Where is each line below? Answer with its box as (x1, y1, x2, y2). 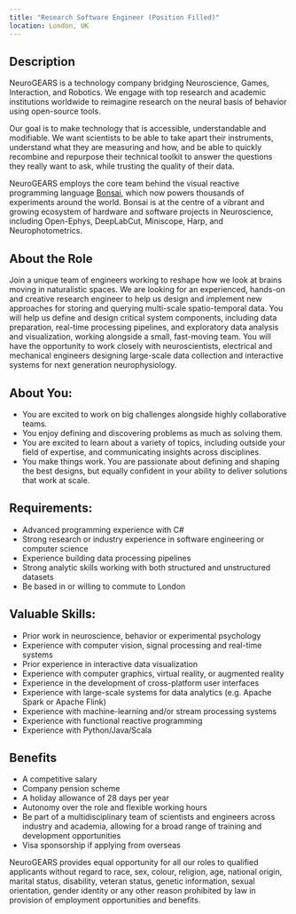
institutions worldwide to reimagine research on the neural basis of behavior (9, 97, 287, 107)
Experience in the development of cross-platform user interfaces (21, 677, 260, 688)
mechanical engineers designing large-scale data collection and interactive (9, 350, 284, 361)
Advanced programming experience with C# (21, 524, 184, 535)
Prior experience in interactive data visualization (21, 658, 199, 669)
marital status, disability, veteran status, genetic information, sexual (9, 876, 255, 886)
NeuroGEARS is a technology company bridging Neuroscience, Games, (9, 77, 269, 89)
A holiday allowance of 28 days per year (21, 792, 170, 804)
